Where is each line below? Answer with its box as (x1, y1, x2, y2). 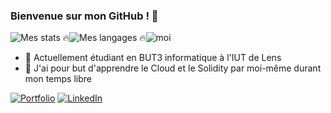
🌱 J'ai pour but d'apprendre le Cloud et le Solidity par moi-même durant (24, 62, 322, 74)
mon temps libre (24, 73, 92, 85)
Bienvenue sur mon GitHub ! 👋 (10, 9, 159, 23)
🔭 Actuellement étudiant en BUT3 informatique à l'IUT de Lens (24, 52, 282, 64)
